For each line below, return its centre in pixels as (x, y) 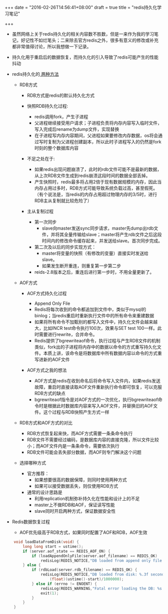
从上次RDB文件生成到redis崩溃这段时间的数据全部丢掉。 (93, 175)
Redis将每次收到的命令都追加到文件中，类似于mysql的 (90, 309)
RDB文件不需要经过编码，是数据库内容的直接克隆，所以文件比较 (93, 440)
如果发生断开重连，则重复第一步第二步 (81, 266)
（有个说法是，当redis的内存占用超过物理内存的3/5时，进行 (96, 194)
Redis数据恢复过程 (31, 522)
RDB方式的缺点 (50, 393)
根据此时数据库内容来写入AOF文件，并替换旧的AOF (101, 406)
